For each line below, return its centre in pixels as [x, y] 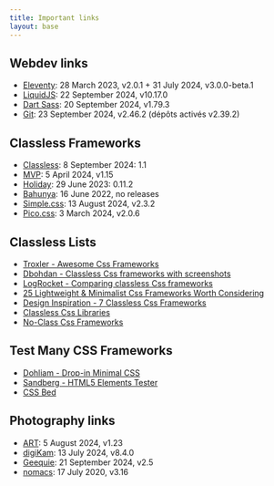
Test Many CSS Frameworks [91, 351]
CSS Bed [39, 392]
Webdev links [49, 63]
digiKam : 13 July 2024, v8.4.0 [78, 452]
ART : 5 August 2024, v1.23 [72, 442]
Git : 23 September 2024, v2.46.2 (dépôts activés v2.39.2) [131, 114]
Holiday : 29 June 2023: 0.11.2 [78, 184]
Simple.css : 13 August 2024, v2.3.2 [89, 204]
